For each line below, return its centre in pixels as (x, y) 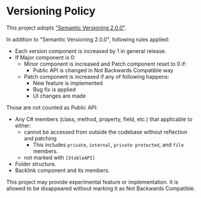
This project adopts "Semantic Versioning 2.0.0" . (66, 28)
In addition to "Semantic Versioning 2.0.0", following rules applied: (88, 39)
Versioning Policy (51, 11)
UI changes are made (59, 96)
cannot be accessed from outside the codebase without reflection (106, 132)
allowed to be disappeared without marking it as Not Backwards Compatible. (101, 188)
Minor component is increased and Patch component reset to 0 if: (105, 64)
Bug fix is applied (54, 89)
